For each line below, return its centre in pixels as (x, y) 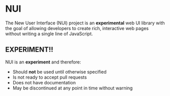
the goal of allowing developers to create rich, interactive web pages (77, 28)
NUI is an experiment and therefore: (43, 62)
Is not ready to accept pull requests (50, 77)
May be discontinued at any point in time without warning (73, 88)
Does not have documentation (44, 82)
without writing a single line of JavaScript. (49, 34)
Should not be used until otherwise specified (59, 72)
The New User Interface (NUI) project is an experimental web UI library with (85, 23)
